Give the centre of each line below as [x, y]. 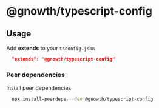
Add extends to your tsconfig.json [51, 48]
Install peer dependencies [39, 88]
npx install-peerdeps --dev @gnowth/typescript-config [83, 99]
